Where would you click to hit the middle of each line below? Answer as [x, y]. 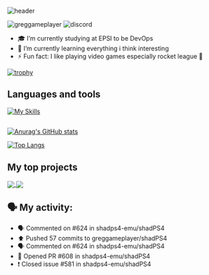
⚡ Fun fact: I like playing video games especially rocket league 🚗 [110, 56]
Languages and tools [54, 94]
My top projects [42, 167]
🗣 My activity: [40, 207]
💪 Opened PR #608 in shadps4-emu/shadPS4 [84, 256]
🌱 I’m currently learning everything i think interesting [93, 48]
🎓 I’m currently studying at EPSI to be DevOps [85, 38]
